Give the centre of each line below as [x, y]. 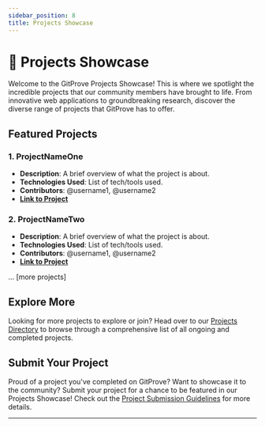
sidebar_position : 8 [42, 15]
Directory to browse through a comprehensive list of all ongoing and [119, 330]
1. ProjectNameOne [46, 157]
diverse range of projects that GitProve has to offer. [91, 109]
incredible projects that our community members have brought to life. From [130, 93]
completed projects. [41, 338]
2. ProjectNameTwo [47, 220]
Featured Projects [53, 134]
